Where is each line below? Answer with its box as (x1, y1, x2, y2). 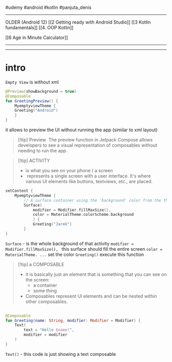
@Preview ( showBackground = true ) (5, 89, 77, 94)
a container (33, 282, 57, 288)
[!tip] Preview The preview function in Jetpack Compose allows (17, 137, 153, 143)
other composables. (25, 298, 68, 305)
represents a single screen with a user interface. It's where (27, 173, 151, 179)
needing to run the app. (17, 148, 68, 154)
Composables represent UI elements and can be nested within (25, 293, 157, 299)
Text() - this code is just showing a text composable (5, 351, 116, 357)
